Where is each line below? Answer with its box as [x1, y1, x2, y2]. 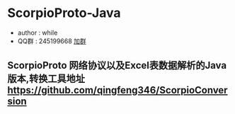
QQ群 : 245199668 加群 [17, 37, 86, 45]
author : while [17, 28, 58, 37]
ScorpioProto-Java [7, 5, 121, 21]
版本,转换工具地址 [7, 73, 86, 85]
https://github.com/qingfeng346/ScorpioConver [7, 84, 228, 96]
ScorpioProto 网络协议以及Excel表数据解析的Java [7, 59, 227, 72]
